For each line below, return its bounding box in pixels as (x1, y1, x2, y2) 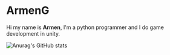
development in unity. (6, 30, 60, 37)
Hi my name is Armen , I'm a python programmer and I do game (6, 24, 165, 31)
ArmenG (6, 4, 50, 18)
